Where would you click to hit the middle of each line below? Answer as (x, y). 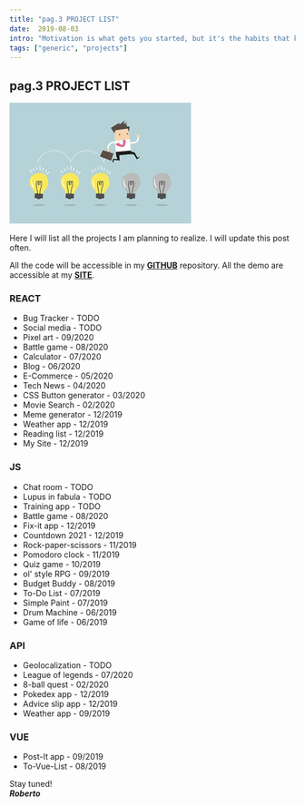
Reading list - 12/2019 (63, 434)
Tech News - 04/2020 (64, 386)
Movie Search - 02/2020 (69, 405)
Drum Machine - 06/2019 (69, 612)
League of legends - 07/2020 (78, 674)
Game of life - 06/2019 (65, 622)
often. (20, 248)
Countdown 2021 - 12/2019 (73, 535)
